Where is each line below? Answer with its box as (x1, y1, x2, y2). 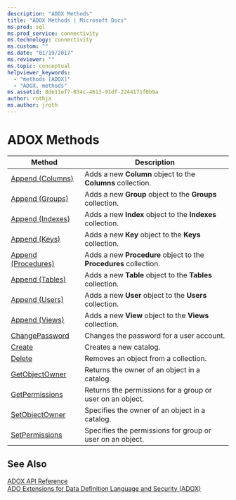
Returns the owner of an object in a (84, 364, 200, 374)
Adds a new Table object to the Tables (84, 270, 212, 279)
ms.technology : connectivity (7, 37, 93, 44)
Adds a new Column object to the (84, 169, 195, 179)
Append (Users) (11, 294, 65, 304)
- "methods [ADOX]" (13, 75, 71, 83)
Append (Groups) (11, 194, 69, 204)
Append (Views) (11, 315, 65, 324)
